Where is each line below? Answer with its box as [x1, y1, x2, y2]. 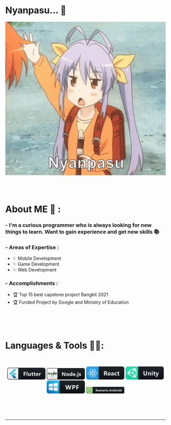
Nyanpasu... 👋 [5, 5, 67, 16]
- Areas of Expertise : [5, 244, 59, 251]
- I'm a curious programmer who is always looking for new [5, 221, 152, 228]
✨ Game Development [12, 261, 60, 267]
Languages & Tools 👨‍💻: [5, 340, 104, 351]
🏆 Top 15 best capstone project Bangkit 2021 [12, 292, 108, 298]
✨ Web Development [12, 267, 57, 273]
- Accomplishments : [5, 280, 59, 287]
